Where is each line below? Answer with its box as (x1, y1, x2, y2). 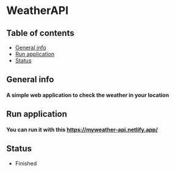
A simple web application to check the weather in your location (6, 91, 170, 98)
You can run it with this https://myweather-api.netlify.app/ (6, 126, 159, 133)
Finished (15, 159, 37, 167)
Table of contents (6, 28, 74, 38)
